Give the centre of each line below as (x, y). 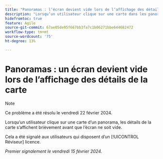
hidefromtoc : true (24, 18)
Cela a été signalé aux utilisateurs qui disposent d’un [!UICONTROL (72, 137)
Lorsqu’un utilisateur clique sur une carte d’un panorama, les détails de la (78, 122)
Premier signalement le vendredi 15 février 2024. (54, 151)
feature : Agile (20, 23)
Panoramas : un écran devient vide (76, 69)
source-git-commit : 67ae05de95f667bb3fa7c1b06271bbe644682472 (69, 28)
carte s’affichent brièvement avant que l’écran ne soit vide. (64, 127)
